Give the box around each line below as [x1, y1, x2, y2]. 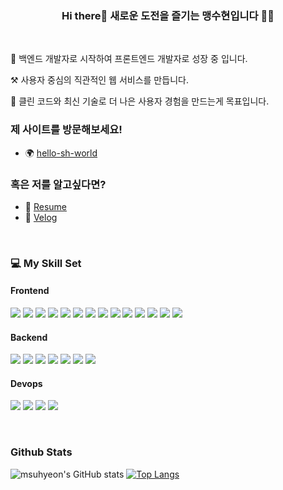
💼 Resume [24, 200, 67, 212]
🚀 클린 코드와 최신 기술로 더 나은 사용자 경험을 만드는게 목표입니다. [10, 95, 270, 107]
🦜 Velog [24, 211, 58, 223]
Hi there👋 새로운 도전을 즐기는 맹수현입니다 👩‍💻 [61, 8, 275, 22]
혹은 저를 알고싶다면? [10, 177, 107, 191]
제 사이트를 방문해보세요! [10, 123, 123, 137]
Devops [10, 377, 43, 389]
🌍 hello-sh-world [24, 147, 98, 159]
